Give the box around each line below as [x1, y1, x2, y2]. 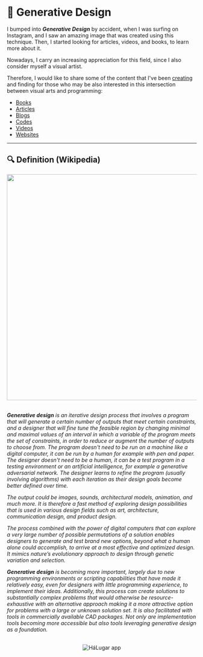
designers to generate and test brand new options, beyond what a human [7, 537, 190, 544]
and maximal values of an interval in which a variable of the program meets [7, 430, 196, 438]
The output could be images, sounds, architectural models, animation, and [7, 494, 193, 501]
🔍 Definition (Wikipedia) [7, 155, 101, 165]
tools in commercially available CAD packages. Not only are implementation [7, 613, 196, 620]
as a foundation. [7, 626, 48, 633]
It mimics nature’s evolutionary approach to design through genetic [7, 550, 174, 557]
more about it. [7, 45, 42, 52]
